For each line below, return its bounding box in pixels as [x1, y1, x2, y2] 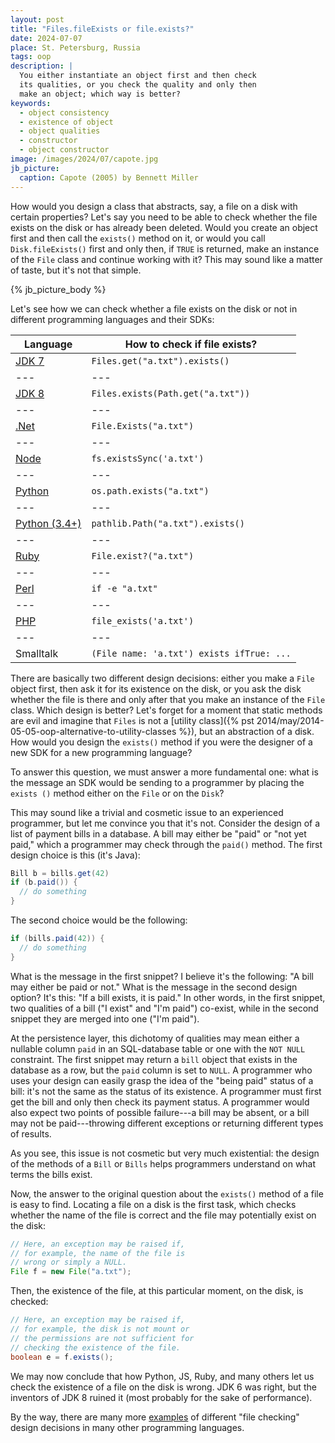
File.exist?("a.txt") [91, 550, 195, 561]
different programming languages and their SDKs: [10, 313, 215, 325]
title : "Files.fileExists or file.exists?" [10, 24, 195, 34]
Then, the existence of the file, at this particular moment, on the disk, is [10, 1285, 304, 1297]
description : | [10, 61, 74, 71]
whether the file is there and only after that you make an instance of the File [10, 693, 326, 705]
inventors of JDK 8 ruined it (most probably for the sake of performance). [10, 1391, 313, 1403]
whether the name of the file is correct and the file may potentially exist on [10, 1209, 317, 1221]
